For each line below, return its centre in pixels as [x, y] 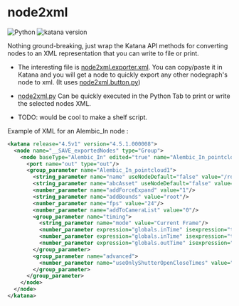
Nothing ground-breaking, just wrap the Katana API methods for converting [118, 45]
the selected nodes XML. [54, 103]
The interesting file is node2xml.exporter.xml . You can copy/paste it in [120, 67]
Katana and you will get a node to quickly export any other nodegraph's [122, 75]
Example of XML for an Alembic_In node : [68, 131]
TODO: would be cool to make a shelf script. [83, 117]
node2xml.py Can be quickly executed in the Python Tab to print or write [124, 96]
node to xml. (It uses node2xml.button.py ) [79, 82]
